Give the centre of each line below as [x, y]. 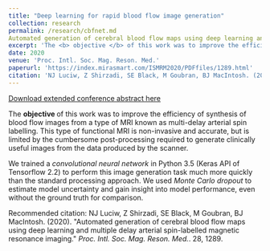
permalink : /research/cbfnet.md [62, 30]
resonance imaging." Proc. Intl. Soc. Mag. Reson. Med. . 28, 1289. [116, 238]
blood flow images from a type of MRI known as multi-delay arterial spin [128, 122]
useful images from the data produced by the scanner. [98, 148]
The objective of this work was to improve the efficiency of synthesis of [127, 114]
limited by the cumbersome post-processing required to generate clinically [132, 139]
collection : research [45, 23]
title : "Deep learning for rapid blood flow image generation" [117, 16]
